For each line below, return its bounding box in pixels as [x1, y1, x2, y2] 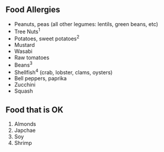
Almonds [14, 121, 36, 128]
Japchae [14, 127, 36, 134]
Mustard [14, 42, 35, 49]
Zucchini [14, 81, 36, 88]
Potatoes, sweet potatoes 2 [14, 34, 80, 42]
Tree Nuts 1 [14, 27, 40, 35]
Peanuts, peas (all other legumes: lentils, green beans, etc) [14, 20, 159, 27]
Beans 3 [14, 61, 33, 68]
